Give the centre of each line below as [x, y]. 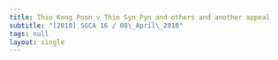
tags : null [29, 34]
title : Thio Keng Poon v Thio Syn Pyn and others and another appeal [140, 17]
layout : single [37, 42]
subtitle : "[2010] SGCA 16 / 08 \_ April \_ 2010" [96, 26]
